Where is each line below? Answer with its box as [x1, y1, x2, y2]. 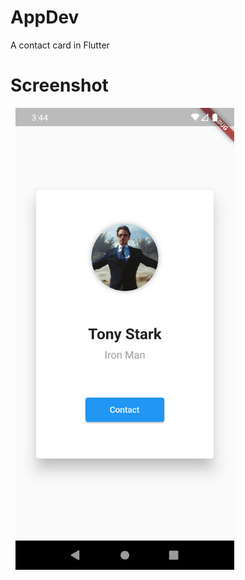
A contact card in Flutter [10, 39, 110, 51]
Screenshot [10, 74, 109, 97]
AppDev [10, 6, 80, 29]
